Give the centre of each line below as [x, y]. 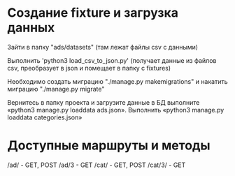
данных [31, 28]
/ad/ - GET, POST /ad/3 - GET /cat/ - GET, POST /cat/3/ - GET [97, 165]
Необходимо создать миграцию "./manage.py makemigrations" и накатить [118, 81]
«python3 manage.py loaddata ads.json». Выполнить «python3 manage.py [116, 110]
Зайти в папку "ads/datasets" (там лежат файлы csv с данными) [102, 47]
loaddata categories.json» [45, 117]
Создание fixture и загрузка [93, 13]
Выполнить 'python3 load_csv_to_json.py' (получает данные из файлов [112, 60]
